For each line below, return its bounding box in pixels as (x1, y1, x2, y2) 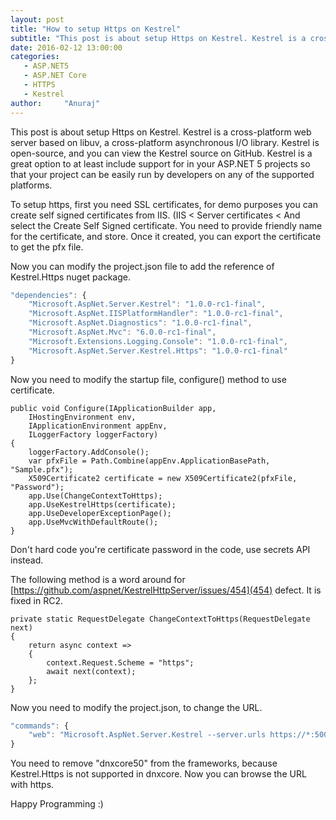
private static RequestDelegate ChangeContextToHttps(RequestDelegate (10, 614, 311, 624)
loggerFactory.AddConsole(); (28, 447, 150, 457)
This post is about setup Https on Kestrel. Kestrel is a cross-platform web (10, 126, 312, 138)
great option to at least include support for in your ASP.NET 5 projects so (10, 157, 311, 170)
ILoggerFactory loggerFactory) (28, 429, 159, 440)
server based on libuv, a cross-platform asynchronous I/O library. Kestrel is (10, 136, 320, 148)
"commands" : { (10, 721, 70, 731)
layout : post (10, 14, 65, 25)
